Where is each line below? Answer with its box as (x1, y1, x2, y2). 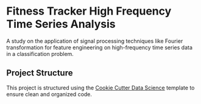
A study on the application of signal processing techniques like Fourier (6, 37, 183, 44)
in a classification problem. (6, 50, 74, 57)
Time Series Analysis (6, 17, 116, 31)
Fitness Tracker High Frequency (6, 4, 172, 18)
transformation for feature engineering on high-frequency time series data (6, 44, 193, 51)
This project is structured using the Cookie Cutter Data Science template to (6, 84, 195, 91)
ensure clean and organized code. (6, 90, 93, 98)
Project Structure (6, 68, 73, 78)
